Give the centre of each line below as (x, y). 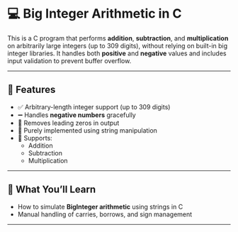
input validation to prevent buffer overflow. (69, 60)
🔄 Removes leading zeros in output (68, 123)
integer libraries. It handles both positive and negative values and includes (117, 53)
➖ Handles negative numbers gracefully (76, 115)
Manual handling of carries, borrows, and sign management (105, 214)
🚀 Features (32, 90)
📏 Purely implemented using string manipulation (87, 130)
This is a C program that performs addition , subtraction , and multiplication (118, 38)
